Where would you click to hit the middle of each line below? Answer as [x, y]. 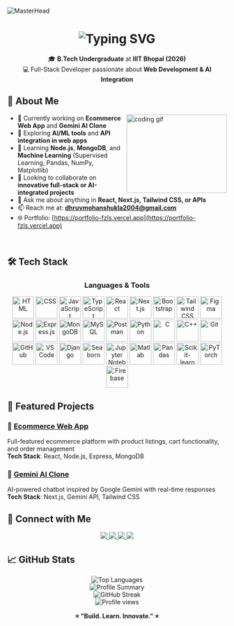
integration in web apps [52, 140]
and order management [41, 449]
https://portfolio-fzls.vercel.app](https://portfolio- [125, 217]
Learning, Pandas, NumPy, [55, 162]
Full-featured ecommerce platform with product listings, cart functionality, [113, 442]
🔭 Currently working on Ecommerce [69, 118]
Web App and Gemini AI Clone [62, 125]
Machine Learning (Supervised [62, 155]
